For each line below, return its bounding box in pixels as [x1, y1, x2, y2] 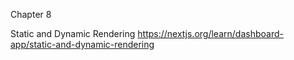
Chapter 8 [10, 9, 52, 20]
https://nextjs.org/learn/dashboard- [137, 28, 284, 39]
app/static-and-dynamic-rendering [10, 39, 155, 50]
